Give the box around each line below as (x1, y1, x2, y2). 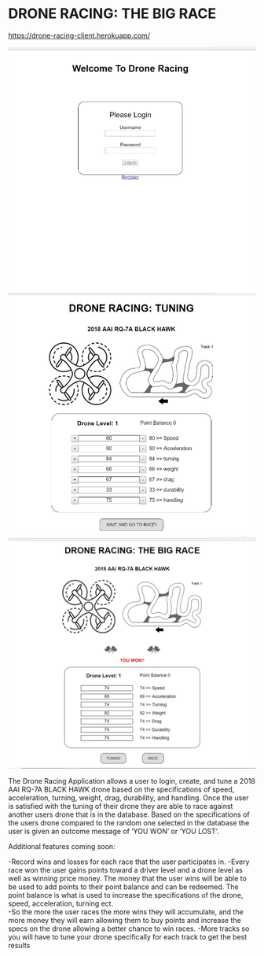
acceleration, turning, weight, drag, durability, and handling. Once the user (8, 793, 249, 803)
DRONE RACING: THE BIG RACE (8, 5, 217, 23)
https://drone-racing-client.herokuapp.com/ (8, 31, 151, 40)
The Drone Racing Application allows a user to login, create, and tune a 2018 (8, 777, 255, 786)
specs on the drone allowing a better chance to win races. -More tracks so (8, 924, 250, 933)
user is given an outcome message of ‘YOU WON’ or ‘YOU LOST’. (8, 827, 220, 836)
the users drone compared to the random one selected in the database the (8, 818, 250, 828)
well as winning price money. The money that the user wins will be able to (8, 874, 247, 884)
